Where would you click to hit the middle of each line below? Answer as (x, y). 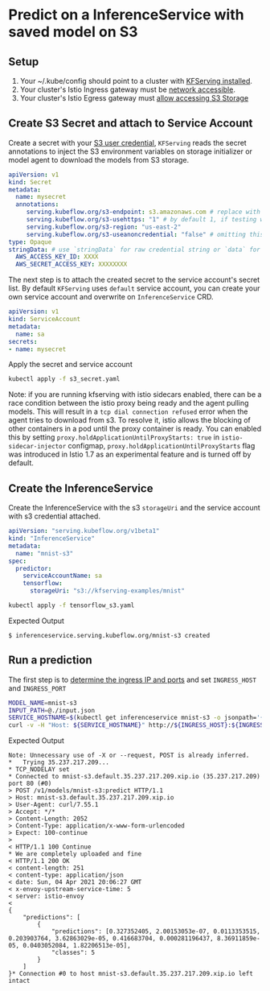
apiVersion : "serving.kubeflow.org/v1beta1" (84, 531)
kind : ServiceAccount (45, 320)
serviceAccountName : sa (63, 576)
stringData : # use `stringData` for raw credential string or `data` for (135, 250)
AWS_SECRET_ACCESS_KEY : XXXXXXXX (72, 264)
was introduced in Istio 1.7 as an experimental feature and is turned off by (130, 454)
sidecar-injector (37, 447)
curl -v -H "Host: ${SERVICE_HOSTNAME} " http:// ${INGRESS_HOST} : (120, 725)
